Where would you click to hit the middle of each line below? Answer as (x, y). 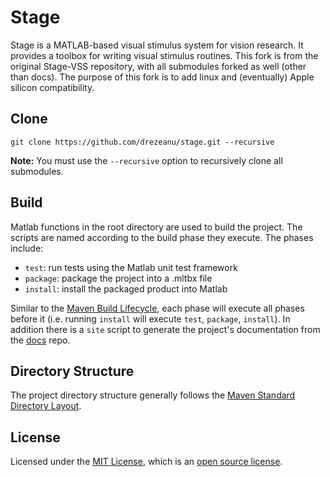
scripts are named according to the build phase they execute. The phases (162, 237)
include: (27, 248)
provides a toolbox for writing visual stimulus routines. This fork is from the (164, 55)
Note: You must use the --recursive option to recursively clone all (146, 160)
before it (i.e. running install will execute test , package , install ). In (150, 318)
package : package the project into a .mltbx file (118, 278)
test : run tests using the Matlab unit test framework (131, 267)
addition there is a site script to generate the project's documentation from (165, 329)
